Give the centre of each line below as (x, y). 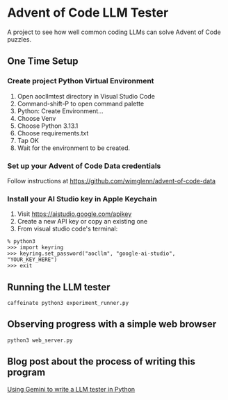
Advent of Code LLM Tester (88, 13)
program (26, 373)
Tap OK (28, 140)
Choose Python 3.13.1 (48, 126)
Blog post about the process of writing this (101, 361)
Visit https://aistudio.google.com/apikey (74, 214)
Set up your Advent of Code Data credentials (84, 166)
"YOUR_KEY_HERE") (32, 260)
